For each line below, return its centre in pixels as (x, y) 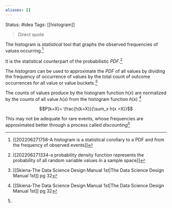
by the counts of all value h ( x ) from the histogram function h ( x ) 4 (73, 98)
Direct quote (31, 34)
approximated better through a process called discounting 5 (68, 124)
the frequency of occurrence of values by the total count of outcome (78, 76)
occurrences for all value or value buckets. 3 (51, 82)
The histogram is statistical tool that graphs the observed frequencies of (82, 44)
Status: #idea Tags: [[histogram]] (40, 24)
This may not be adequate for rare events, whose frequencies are (74, 119)
